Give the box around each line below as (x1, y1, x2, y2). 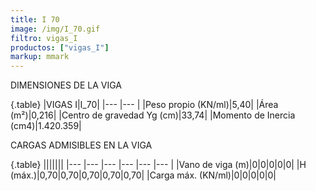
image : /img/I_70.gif (10, 24, 101, 34)
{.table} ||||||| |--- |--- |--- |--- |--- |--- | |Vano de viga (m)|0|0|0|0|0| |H (10, 159, 307, 171)
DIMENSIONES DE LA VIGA (10, 79, 122, 91)
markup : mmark (10, 52, 70, 62)
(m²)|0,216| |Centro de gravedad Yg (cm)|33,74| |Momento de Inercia (10, 109, 296, 121)
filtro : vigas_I (10, 33, 78, 43)
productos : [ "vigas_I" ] (10, 42, 110, 53)
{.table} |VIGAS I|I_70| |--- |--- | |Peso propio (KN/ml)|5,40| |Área (10, 99, 279, 111)
